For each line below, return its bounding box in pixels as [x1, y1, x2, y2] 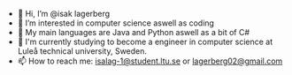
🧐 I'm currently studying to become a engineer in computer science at [17, 36, 273, 47]
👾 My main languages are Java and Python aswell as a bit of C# [17, 27, 250, 37]
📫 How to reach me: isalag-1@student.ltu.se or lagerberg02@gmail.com [17, 56, 283, 66]
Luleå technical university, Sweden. [17, 46, 148, 56]
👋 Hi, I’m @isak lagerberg [17, 9, 111, 19]
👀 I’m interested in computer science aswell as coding [17, 18, 215, 28]
